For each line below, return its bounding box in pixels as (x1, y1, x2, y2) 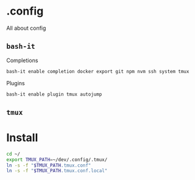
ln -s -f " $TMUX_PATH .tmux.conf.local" (6, 168, 108, 174)
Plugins (6, 79, 26, 86)
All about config (6, 24, 46, 32)
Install (6, 131, 38, 145)
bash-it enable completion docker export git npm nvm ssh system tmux (6, 68, 190, 74)
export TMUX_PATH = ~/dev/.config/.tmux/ (6, 156, 108, 162)
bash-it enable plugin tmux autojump (6, 91, 102, 97)
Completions (6, 57, 38, 64)
